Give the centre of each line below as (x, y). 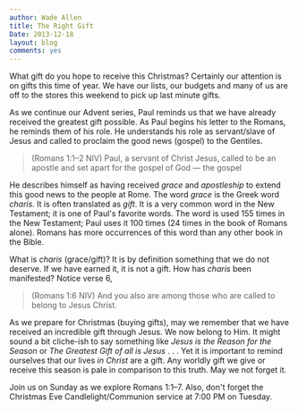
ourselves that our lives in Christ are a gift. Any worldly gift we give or (137, 361)
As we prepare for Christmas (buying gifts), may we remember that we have (149, 323)
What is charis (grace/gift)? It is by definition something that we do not (140, 259)
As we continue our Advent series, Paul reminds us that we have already (143, 113)
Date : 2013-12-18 (42, 34)
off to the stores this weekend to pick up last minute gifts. (115, 96)
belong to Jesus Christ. (74, 306)
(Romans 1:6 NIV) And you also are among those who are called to (153, 296)
